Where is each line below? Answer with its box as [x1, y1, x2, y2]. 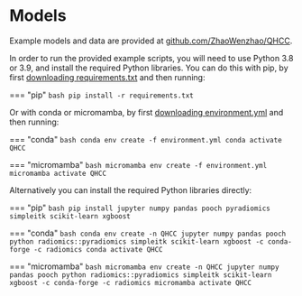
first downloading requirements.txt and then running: [9, 71, 206, 82]
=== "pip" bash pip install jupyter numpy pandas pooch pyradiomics [9, 202, 270, 213]
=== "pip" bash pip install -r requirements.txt [9, 89, 194, 100]
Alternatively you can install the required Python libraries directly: [9, 184, 252, 195]
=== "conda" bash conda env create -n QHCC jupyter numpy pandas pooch [9, 227, 287, 238]
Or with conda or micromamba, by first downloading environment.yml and [9, 106, 284, 117]
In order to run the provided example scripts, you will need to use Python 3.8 [9, 52, 294, 63]
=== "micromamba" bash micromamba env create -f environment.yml [9, 159, 268, 170]
